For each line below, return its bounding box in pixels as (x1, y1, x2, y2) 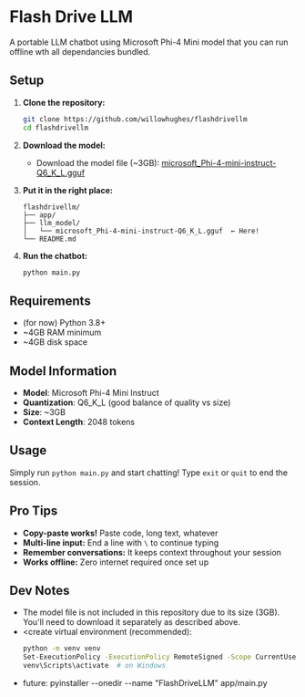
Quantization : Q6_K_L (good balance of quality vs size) (22, 397, 231, 408)
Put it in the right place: (22, 184, 114, 195)
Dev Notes (9, 583, 70, 598)
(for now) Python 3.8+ (22, 317, 107, 328)
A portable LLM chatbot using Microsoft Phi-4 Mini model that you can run (9, 36, 289, 47)
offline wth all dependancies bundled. (9, 46, 151, 57)
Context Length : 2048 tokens (22, 417, 135, 427)
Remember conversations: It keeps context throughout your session (22, 546, 282, 557)
